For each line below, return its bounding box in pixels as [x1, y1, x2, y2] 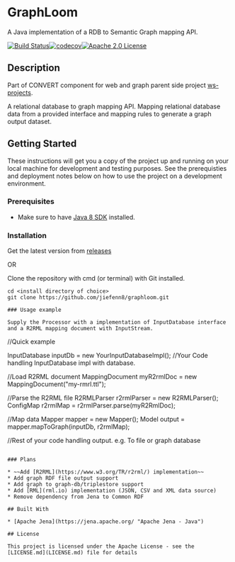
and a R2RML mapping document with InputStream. [7, 325, 154, 332]
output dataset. [7, 117, 52, 125]
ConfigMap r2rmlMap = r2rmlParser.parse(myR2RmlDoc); [7, 401, 176, 410]
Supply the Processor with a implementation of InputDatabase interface [7, 319, 227, 326]
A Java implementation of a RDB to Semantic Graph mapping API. [7, 28, 198, 36]
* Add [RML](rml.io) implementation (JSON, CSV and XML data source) [7, 487, 217, 495]
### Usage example [7, 306, 62, 314]
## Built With [7, 506, 50, 513]
